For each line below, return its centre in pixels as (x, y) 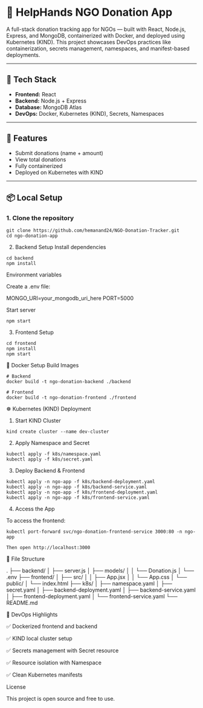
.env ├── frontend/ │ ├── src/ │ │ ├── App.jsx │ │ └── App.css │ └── (97, 577)
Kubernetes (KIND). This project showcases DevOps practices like (89, 42)
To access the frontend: (36, 521)
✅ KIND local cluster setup (39, 638)
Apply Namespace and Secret (52, 443)
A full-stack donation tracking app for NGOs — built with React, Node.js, (96, 29)
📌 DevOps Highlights (32, 615)
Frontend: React (35, 94)
